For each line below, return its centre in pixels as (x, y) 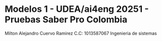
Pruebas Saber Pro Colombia (66, 20)
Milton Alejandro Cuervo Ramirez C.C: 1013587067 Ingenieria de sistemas (81, 33)
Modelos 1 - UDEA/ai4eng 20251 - (77, 9)
